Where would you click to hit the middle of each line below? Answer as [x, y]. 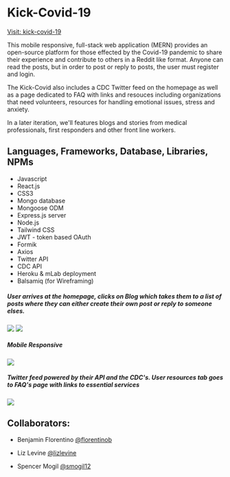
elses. [16, 311]
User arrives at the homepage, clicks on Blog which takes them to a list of [114, 296]
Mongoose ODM [40, 208]
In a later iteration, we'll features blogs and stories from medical [97, 122]
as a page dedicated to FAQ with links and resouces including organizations [114, 95]
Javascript [32, 178]
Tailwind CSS [36, 230]
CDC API [30, 266]
